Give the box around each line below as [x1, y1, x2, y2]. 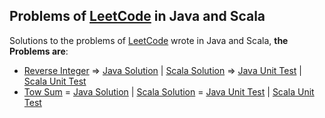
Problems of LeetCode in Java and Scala [9, 8, 266, 25]
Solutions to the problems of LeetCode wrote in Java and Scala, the [9, 34, 289, 46]
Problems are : [9, 45, 69, 57]
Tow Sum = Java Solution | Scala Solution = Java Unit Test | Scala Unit [23, 85, 315, 98]
